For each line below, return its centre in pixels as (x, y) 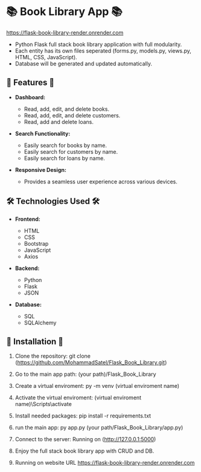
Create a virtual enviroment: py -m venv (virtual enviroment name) (97, 386)
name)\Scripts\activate (43, 404)
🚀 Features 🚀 (30, 83)
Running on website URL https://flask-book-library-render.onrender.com (105, 463)
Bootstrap (36, 243)
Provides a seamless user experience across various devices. (101, 182)
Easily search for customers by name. (71, 151)
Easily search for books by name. (65, 145)
